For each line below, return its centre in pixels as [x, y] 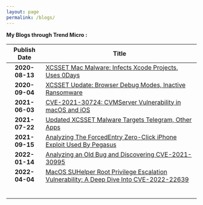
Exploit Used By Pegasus [81, 145]
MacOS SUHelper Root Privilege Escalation [106, 172]
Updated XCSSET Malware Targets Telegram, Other [118, 120]
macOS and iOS [68, 109]
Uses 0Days [63, 75]
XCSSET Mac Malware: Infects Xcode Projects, [111, 67]
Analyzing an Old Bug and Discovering [100, 154]
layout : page [23, 12]
